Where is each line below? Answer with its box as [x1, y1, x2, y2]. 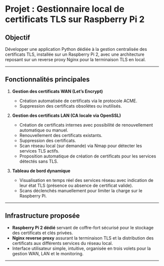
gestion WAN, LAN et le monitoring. [12, 250, 84, 256]
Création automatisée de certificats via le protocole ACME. [19, 98, 138, 104]
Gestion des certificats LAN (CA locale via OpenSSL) [12, 112, 121, 118]
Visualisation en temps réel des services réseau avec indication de [19, 177, 154, 183]
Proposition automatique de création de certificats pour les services [19, 153, 156, 159]
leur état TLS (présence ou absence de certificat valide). [19, 182, 133, 188]
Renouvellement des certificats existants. [19, 132, 102, 138]
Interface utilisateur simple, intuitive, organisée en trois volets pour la [12, 245, 151, 251]
